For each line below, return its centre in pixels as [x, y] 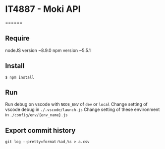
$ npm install [20, 77]
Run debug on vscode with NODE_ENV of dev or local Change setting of [76, 104]
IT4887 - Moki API [43, 9]
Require [17, 38]
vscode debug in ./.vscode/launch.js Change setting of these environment [82, 109]
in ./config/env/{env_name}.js [36, 115]
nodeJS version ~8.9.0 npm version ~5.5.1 [48, 50]
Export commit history [40, 130]
